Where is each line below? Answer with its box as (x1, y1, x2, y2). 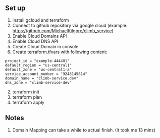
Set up (5, 4, 26, 12)
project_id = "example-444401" (5, 58, 70, 64)
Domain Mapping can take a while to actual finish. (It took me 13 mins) (12, 127, 156, 133)
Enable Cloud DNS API (12, 38, 58, 44)
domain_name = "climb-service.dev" (5, 75, 79, 81)
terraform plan (12, 94, 42, 100)
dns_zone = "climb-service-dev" (5, 80, 72, 85)
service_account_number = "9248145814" (5, 71, 88, 76)
